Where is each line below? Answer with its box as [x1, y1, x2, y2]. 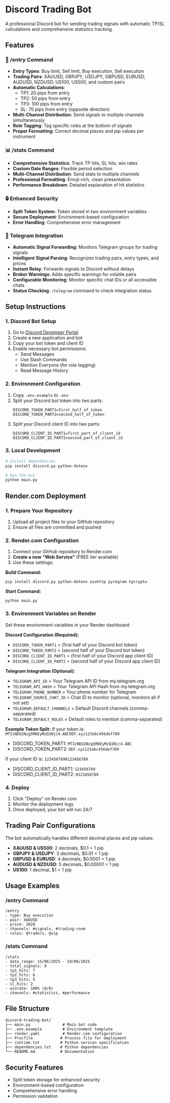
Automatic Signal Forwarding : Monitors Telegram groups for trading [12, 244, 158, 250]
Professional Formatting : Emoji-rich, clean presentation [12, 176, 131, 183]
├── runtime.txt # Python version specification [5, 1040, 129, 1046]
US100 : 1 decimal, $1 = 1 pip [12, 867, 72, 873]
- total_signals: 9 [5, 963, 47, 969]
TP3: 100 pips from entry [20, 101, 73, 107]
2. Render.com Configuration [5, 537, 79, 544]
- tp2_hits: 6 [5, 972, 36, 977]
